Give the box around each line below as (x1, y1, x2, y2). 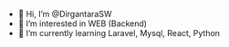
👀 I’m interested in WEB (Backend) (17, 18, 148, 29)
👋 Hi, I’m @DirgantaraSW (17, 9, 112, 19)
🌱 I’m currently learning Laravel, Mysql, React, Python (17, 28, 221, 38)
